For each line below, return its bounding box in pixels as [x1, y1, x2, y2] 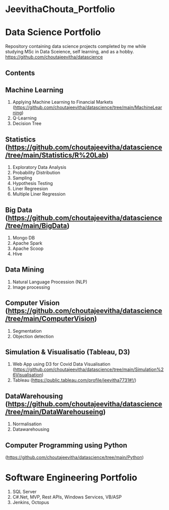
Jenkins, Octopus [12, 499, 49, 505]
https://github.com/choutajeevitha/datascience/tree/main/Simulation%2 [14, 366, 164, 372]
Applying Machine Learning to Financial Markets [12, 99, 114, 105]
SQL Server [12, 488, 37, 494]
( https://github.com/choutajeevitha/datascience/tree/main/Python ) [5, 455, 144, 461]
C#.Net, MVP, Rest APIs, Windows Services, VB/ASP [12, 494, 122, 500]
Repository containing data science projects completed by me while [5, 43, 146, 49]
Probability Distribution [12, 170, 61, 176]
